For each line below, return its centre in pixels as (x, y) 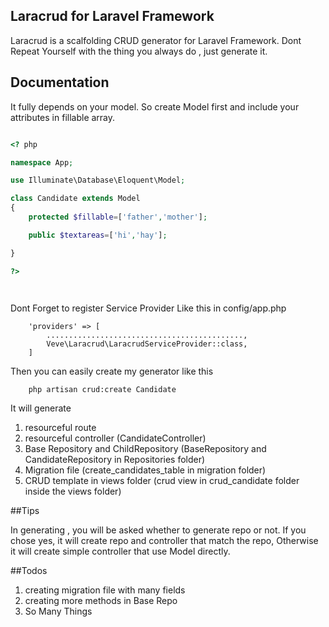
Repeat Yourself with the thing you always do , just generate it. (139, 51)
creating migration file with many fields (105, 590)
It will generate (41, 408)
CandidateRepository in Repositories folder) (115, 460)
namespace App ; (42, 162)
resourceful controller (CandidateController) (115, 438)
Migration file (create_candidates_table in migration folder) (145, 470)
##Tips (25, 511)
